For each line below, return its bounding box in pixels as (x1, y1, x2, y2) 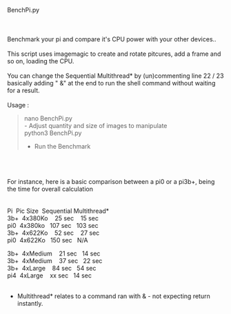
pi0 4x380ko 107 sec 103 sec (7, 222, 99, 229)
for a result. (7, 86, 40, 94)
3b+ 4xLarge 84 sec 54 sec (7, 264, 97, 272)
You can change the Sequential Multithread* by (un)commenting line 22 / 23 (7, 72, 224, 80)
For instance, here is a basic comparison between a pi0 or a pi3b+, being (7, 178, 215, 185)
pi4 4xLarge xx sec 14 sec (7, 271, 92, 280)
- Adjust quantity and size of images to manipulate (23, 122, 168, 129)
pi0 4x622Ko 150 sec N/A (7, 236, 88, 244)
